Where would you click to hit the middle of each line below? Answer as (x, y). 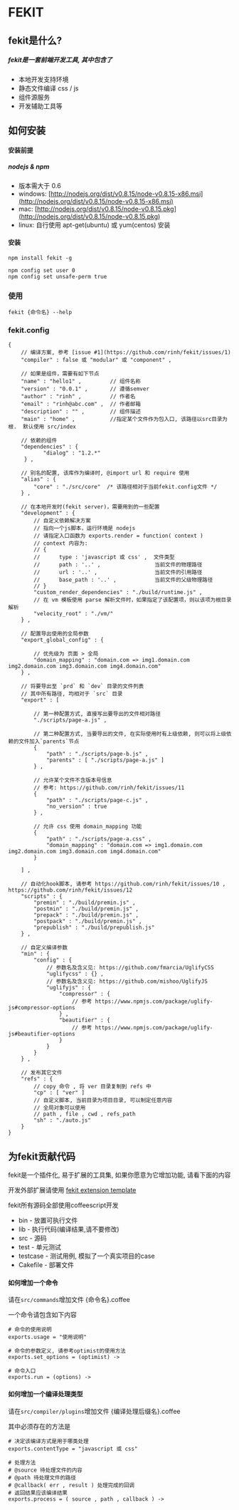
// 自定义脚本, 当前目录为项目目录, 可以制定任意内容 (103, 1100)
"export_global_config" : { (62, 640)
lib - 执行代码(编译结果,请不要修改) (69, 1229)
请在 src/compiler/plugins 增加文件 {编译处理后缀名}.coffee (94, 1411)
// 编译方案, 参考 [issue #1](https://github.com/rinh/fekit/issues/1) (126, 353)
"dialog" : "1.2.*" (72, 453)
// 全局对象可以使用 (60, 1108)
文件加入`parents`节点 (49, 741)
